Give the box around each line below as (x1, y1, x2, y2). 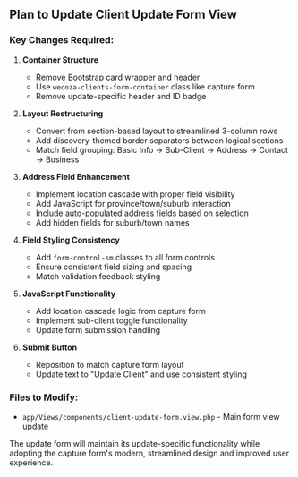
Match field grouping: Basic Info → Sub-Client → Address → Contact (35, 144, 289, 155)
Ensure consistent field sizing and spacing (35, 261, 192, 272)
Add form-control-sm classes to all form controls (35, 251, 215, 262)
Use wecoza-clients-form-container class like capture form (35, 81, 255, 92)
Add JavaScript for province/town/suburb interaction (35, 198, 231, 209)
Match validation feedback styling (35, 270, 161, 281)
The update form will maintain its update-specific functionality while (9, 438, 260, 448)
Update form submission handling (35, 324, 161, 335)
